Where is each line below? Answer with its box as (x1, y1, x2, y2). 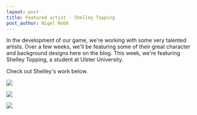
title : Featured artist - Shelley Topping (6, 15, 115, 21)
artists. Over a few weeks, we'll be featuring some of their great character (6, 43, 191, 50)
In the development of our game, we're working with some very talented (6, 37, 187, 44)
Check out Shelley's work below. (6, 68, 88, 75)
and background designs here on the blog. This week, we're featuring (6, 50, 181, 57)
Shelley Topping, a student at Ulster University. (6, 56, 124, 64)
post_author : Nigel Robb (6, 20, 69, 26)
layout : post (6, 8, 39, 15)
